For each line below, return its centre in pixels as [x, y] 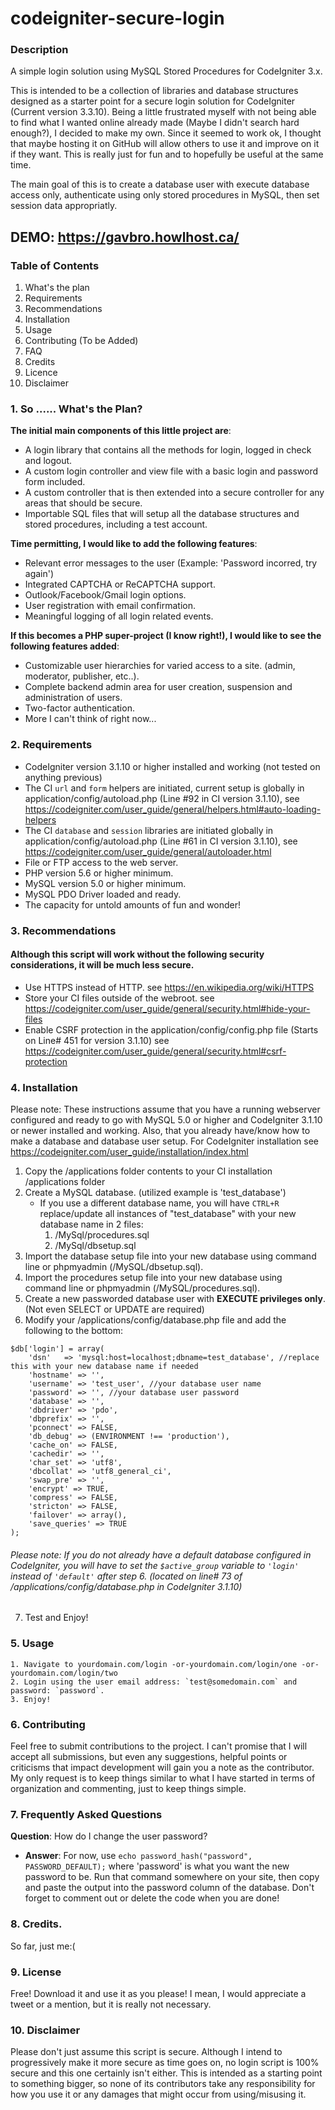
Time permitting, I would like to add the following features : [134, 544]
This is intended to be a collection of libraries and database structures [154, 91]
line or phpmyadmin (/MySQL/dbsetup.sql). [114, 1267]
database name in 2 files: [91, 1224]
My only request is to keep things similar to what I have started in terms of [163, 1778]
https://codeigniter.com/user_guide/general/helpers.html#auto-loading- [173, 809]
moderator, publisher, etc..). [82, 676]
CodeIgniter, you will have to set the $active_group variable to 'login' [155, 1565]
